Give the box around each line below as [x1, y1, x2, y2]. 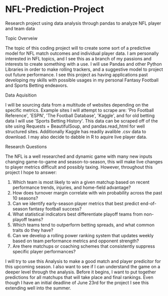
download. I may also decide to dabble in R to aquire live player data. [5, 134, 147, 140]
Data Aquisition [5, 92, 37, 98]
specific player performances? [12, 248, 76, 254]
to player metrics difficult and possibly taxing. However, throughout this [5, 164, 153, 170]
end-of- [140, 200, 157, 207]
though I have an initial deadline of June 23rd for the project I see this [5, 279, 149, 285]
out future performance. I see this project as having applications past [5, 71, 148, 77]
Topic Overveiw [5, 35, 38, 41]
